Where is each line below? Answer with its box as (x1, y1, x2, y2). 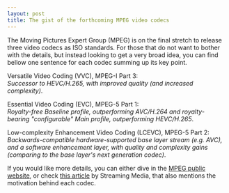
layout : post (7, 10, 45, 17)
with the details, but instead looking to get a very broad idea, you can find (7, 50, 219, 59)
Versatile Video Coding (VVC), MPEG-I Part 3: (7, 71, 139, 80)
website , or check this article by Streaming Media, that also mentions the (7, 171, 216, 180)
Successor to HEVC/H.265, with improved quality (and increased (7, 79, 194, 87)
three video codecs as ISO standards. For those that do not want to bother (7, 43, 221, 52)
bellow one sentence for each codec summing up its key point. (7, 58, 188, 66)
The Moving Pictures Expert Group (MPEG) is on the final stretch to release (7, 36, 223, 44)
